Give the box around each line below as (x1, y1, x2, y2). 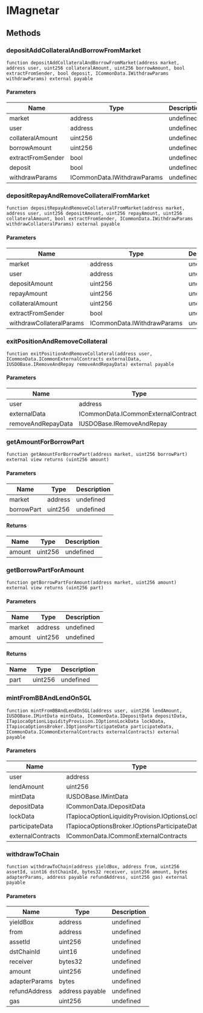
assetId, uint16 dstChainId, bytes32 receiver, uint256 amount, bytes (6, 869, 188, 875)
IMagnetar (6, 4, 60, 18)
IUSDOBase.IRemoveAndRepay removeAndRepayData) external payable (6, 361, 174, 367)
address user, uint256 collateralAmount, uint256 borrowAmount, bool (6, 65, 185, 71)
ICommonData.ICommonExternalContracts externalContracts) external (6, 729, 180, 735)
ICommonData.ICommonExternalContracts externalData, (6, 356, 142, 362)
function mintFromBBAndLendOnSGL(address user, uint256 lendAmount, (6, 708, 182, 714)
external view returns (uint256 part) (6, 585, 104, 591)
